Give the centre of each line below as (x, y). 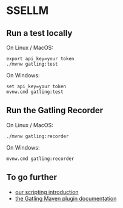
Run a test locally (39, 33)
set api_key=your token (36, 86)
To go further (32, 177)
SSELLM (28, 11)
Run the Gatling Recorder (55, 110)
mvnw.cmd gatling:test (35, 92)
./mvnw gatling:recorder (38, 136)
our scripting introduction (47, 192)
